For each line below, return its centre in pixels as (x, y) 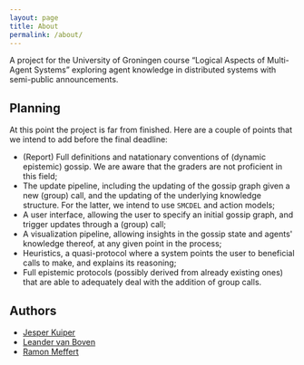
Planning (35, 108)
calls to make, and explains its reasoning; (99, 263)
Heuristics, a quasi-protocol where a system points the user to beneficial (158, 254)
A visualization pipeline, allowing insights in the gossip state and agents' (157, 234)
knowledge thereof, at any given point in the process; (122, 244)
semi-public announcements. (64, 80)
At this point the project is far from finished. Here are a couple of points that (151, 130)
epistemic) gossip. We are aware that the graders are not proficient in (152, 167)
